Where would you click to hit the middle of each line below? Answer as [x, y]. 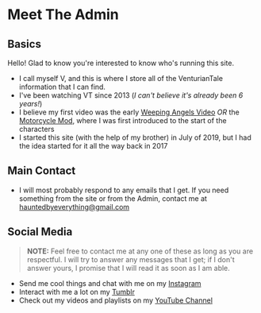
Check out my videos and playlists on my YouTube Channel [116, 300]
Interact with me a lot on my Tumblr [77, 292]
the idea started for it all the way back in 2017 [93, 146]
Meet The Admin [63, 15]
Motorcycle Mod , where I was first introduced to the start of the [123, 120]
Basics [24, 44]
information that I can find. [62, 87]
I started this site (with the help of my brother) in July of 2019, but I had [135, 137]
